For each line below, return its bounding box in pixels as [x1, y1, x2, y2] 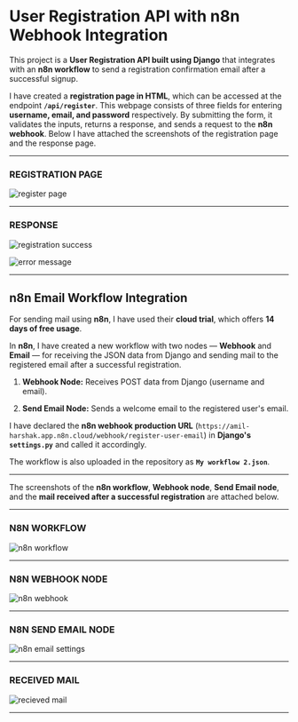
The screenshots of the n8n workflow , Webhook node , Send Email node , [9, 482, 279, 493]
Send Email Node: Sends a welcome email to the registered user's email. [21, 403, 289, 414]
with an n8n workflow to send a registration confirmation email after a [9, 64, 266, 75]
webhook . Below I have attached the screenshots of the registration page [9, 128, 278, 139]
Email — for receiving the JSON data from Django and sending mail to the [9, 350, 279, 361]
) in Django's [203, 430, 251, 440]
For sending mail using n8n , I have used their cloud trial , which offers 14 [9, 313, 275, 325]
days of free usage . [9, 323, 82, 334]
